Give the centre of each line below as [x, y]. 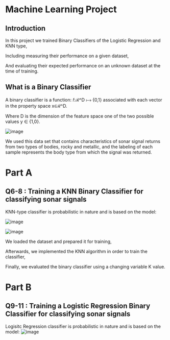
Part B [18, 287]
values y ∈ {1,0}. [23, 122]
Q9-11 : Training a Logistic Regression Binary [78, 306]
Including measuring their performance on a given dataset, [67, 56]
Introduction [26, 28]
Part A [19, 173]
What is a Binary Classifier [48, 87]
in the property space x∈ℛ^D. [36, 106]
